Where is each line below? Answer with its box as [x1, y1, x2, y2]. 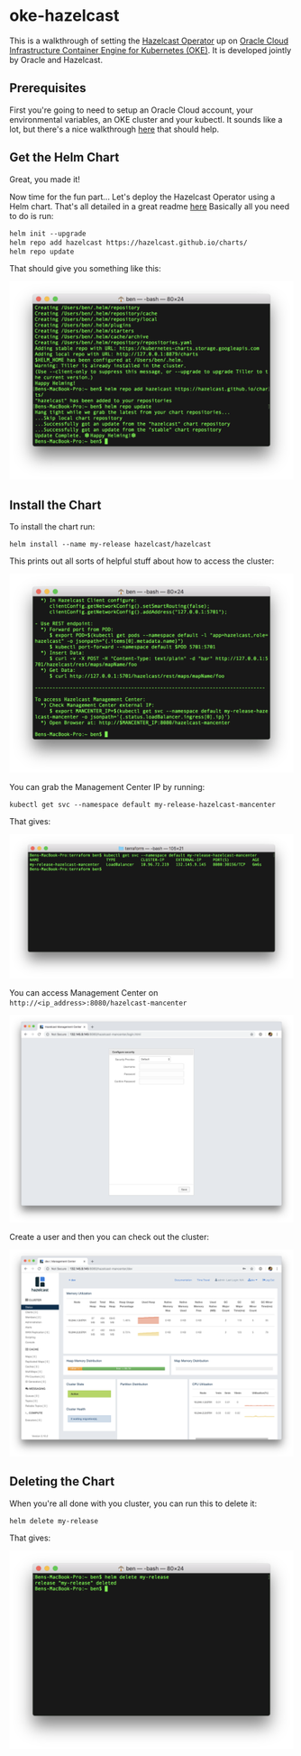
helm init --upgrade [9, 229, 87, 238]
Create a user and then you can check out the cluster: [9, 1231, 210, 1242]
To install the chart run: [9, 521, 96, 532]
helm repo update [9, 247, 75, 256]
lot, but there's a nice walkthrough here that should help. [9, 124, 220, 134]
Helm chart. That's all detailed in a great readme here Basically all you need [9, 200, 290, 212]
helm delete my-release [9, 1516, 99, 1525]
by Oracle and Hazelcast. [9, 54, 104, 65]
